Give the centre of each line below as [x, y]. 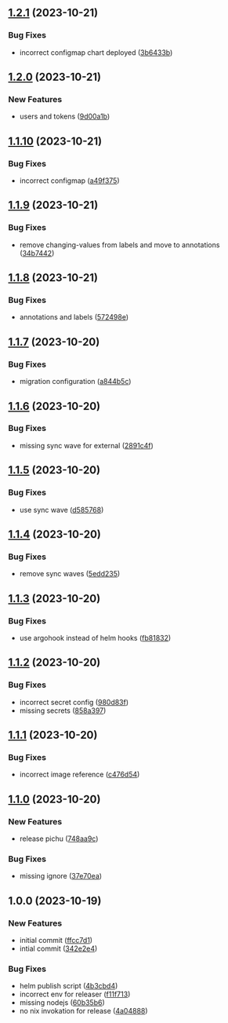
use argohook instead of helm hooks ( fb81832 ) [95, 638]
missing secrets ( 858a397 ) [63, 711]
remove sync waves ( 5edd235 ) [70, 574]
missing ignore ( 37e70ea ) [61, 876]
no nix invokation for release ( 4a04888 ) [83, 1011]
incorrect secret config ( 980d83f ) [74, 702]
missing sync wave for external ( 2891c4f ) [87, 445]
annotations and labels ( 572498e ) [74, 317]
